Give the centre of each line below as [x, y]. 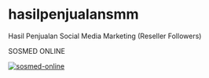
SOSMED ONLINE [37, 51]
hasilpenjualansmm [73, 14]
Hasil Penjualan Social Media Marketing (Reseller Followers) [105, 36]
